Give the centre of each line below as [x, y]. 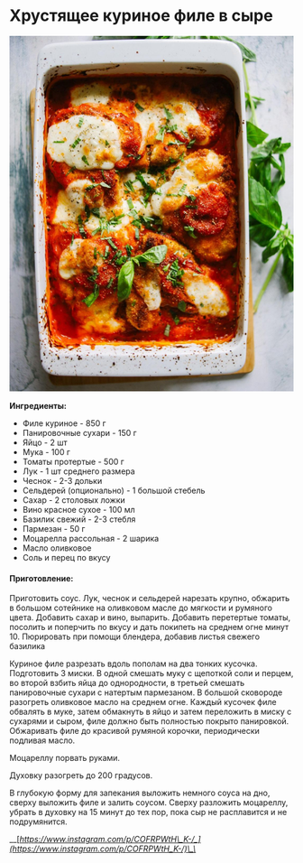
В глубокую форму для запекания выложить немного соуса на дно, [140, 793]
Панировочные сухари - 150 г [79, 433]
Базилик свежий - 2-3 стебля [79, 519]
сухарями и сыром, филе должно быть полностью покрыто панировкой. [149, 721]
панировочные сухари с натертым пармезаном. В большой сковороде [146, 692]
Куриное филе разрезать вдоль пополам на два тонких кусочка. [133, 663]
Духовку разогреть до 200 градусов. [81, 775]
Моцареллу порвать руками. [64, 758]
